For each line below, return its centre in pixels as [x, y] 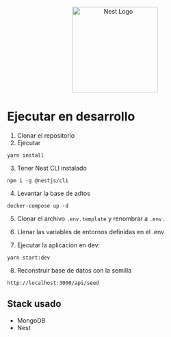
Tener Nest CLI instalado [52, 168]
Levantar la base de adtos [54, 193]
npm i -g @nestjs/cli [38, 180]
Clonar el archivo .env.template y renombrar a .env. [91, 219]
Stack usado [34, 304]
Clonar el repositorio [46, 135]
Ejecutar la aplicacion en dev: [58, 245]
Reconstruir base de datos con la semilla [74, 270]
